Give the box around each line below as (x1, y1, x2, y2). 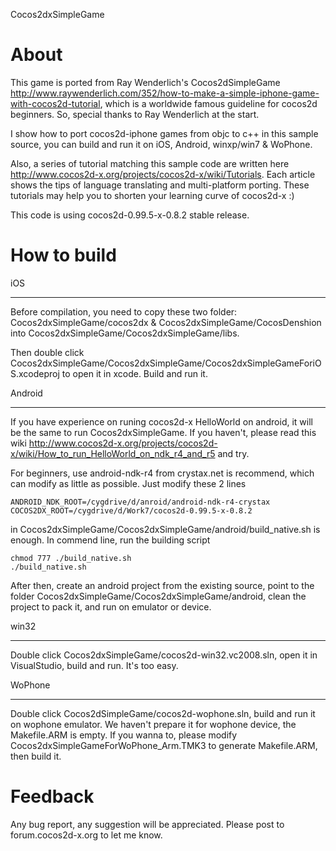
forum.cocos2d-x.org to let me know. (10, 829, 163, 841)
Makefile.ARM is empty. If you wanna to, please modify (10, 729, 238, 741)
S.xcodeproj (10, 367, 60, 379)
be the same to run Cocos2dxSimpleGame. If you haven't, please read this (10, 426, 317, 438)
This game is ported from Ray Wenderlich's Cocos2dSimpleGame (10, 76, 281, 88)
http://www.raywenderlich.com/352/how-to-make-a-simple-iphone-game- (10, 87, 320, 99)
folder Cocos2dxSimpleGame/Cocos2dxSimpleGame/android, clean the (10, 590, 307, 602)
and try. (217, 447, 250, 459)
